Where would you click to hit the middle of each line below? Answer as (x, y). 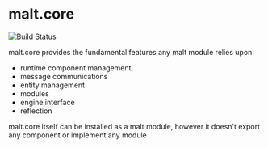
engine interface (47, 102)
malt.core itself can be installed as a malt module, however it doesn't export (134, 126)
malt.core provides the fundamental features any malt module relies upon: (131, 52)
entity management (52, 85)
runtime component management (75, 68)
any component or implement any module (77, 135)
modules (35, 93)
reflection (36, 111)
